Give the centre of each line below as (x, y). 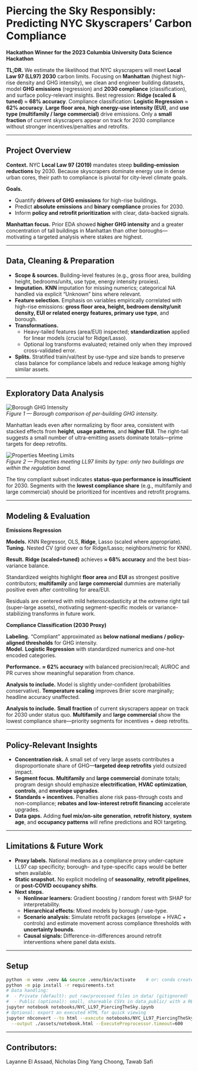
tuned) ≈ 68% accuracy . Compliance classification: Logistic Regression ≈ (97, 101)
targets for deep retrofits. (37, 444)
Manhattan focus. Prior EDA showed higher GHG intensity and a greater (95, 224)
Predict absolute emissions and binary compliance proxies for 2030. (99, 206)
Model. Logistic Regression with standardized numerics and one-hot (90, 649)
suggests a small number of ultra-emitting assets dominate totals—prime (95, 437)
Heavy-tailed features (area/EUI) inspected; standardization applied (106, 331)
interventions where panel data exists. (70, 942)
